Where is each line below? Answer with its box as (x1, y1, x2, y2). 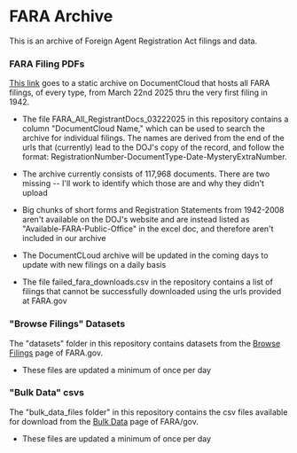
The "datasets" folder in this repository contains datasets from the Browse (9, 338, 281, 348)
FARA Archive (9, 6, 113, 27)
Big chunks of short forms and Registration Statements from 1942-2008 (21, 205, 285, 215)
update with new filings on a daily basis (21, 260, 167, 270)
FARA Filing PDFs (9, 58, 85, 70)
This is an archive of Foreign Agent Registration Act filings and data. (9, 35, 258, 46)
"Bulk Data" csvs (9, 387, 85, 399)
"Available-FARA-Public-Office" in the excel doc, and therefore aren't (21, 223, 274, 234)
